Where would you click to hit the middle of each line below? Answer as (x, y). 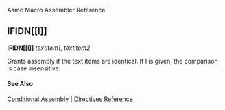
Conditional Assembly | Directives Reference (70, 99)
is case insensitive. (34, 68)
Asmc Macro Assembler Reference (56, 10)
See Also (20, 84)
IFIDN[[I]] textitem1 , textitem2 (49, 48)
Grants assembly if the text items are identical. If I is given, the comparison (113, 61)
